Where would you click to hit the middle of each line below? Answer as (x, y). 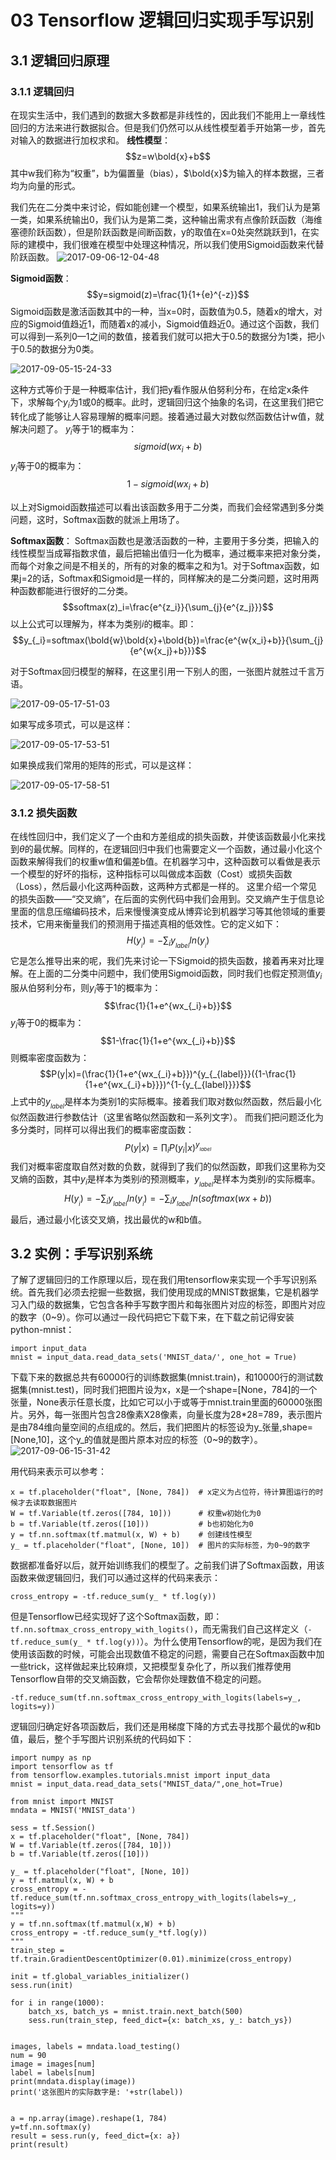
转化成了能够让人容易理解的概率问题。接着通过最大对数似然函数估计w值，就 (167, 416)
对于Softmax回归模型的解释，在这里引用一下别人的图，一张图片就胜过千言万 (167, 671)
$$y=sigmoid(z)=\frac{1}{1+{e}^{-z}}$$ (168, 294)
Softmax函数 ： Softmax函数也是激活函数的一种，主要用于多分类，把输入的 (165, 540)
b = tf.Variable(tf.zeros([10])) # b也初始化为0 (132, 1524)
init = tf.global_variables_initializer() (100, 1977)
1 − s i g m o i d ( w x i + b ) (168, 485)
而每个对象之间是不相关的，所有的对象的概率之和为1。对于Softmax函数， (161, 565)
